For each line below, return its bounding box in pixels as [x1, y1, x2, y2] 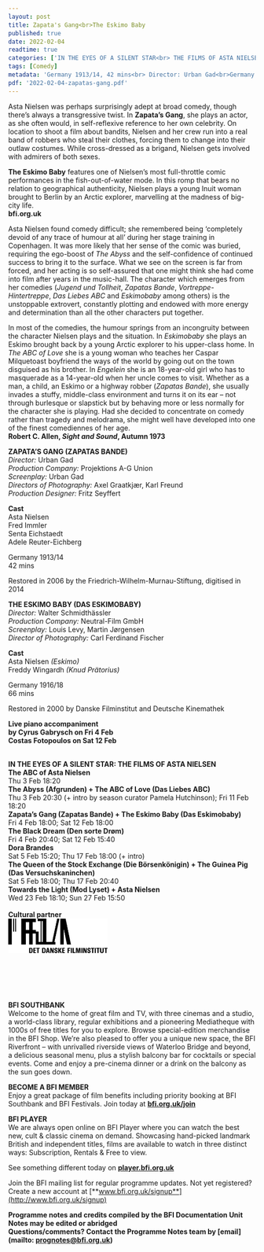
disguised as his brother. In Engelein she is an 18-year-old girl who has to [8, 364, 245, 374]
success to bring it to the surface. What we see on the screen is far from [8, 257, 243, 267]
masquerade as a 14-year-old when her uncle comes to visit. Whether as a [8, 373, 250, 382]
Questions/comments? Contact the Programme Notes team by [8, 1227, 217, 1236]
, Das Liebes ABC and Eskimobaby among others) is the [49, 291, 230, 300]
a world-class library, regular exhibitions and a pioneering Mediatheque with [8, 1017, 255, 1026]
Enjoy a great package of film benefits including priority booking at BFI [8, 1090, 237, 1100]
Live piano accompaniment [8, 719, 99, 728]
